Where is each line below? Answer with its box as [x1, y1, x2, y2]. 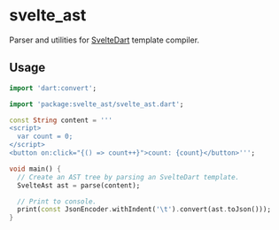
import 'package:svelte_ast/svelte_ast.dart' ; [9, 99, 184, 109]
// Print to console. [17, 196, 97, 206]
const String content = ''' [9, 116, 113, 125]
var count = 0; [17, 132, 74, 142]
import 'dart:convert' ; [9, 83, 97, 93]
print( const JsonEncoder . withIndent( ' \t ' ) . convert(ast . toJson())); [17, 205, 272, 214]
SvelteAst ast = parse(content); [17, 180, 141, 190]
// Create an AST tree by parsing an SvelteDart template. [17, 172, 240, 181]
